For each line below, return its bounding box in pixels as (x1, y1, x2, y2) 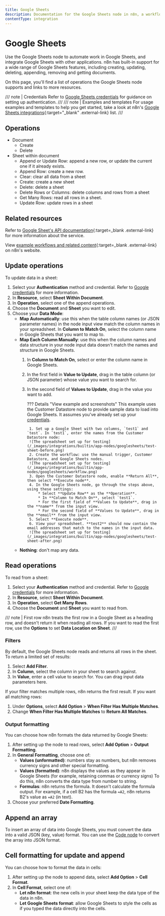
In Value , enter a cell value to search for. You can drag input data (12, 673, 144, 679)
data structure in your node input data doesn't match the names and (19, 342, 158, 348)
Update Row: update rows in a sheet (19, 200, 93, 206)
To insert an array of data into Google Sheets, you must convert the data (5, 826, 151, 832)
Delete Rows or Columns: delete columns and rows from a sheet (19, 189, 150, 195)
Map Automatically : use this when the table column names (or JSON (19, 316, 160, 321)
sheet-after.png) (27, 538, 62, 543)
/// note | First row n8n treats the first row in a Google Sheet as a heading (5, 614, 153, 620)
